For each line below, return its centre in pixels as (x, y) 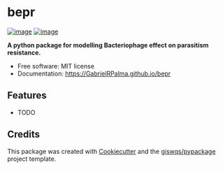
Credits (24, 135)
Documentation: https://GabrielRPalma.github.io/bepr (94, 73)
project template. (32, 159)
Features (27, 95)
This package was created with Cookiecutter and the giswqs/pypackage (111, 151)
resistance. (24, 52)
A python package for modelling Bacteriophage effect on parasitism (108, 45)
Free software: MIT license (56, 66)
